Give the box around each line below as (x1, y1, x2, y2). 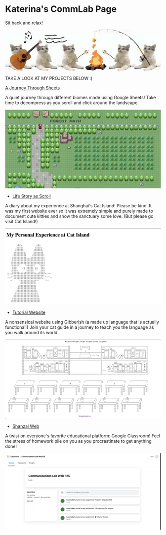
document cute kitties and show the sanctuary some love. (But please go (5, 213, 154, 219)
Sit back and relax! (5, 20, 43, 26)
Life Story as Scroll (12, 193, 51, 199)
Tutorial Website (12, 309, 46, 315)
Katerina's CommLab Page (5, 3, 117, 15)
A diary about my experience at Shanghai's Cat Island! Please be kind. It (5, 203, 152, 209)
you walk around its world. (5, 330, 59, 336)
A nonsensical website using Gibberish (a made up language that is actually (5, 319, 159, 325)
